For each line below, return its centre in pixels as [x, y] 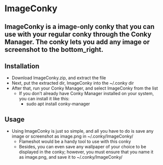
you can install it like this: [44, 99]
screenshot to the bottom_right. [54, 49]
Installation [22, 66]
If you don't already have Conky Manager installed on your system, [86, 94]
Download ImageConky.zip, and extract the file [59, 78]
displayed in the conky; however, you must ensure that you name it [86, 152]
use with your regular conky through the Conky [78, 34]
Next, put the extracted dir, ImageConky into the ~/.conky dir [73, 83]
